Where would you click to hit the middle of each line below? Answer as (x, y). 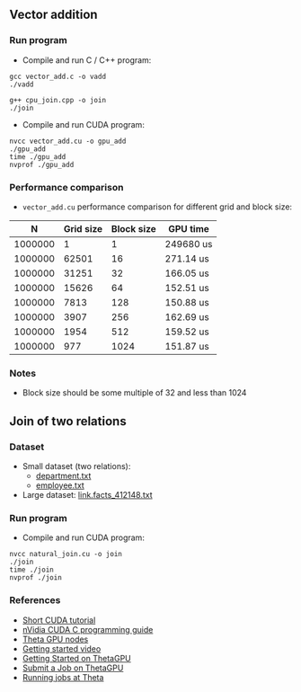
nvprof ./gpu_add (42, 164)
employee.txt (60, 485)
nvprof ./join (36, 578)
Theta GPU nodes (55, 639)
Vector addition (53, 15)
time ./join (31, 570)
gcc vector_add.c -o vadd (58, 76)
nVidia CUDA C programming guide (88, 629)
